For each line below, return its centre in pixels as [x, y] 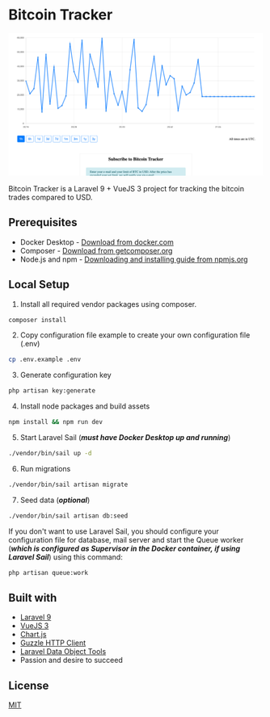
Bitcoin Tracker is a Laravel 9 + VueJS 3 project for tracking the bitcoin [127, 188]
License [29, 685]
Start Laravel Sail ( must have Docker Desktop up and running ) [125, 438]
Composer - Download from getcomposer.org [96, 250]
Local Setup [39, 285]
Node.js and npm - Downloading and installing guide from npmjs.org [134, 259]
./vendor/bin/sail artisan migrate [68, 484]
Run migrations [45, 468]
